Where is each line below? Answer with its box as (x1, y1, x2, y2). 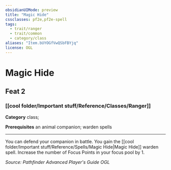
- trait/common (10, 31, 42, 36)
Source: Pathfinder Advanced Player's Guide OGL (5, 159, 110, 165)
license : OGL (5, 45, 33, 50)
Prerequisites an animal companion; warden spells (5, 124, 112, 130)
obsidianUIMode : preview (5, 7, 58, 13)
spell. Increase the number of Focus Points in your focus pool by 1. (5, 149, 145, 155)
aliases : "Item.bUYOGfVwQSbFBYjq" (5, 41, 79, 46)
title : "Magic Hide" (5, 12, 49, 17)
